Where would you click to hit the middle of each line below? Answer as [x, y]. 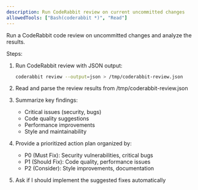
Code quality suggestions [57, 119]
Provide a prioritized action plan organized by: [73, 143]
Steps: [14, 53]
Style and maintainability [55, 132]
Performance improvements [59, 125]
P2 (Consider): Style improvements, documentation [89, 169]
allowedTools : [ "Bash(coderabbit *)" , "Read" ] [67, 18]
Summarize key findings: [47, 100]
